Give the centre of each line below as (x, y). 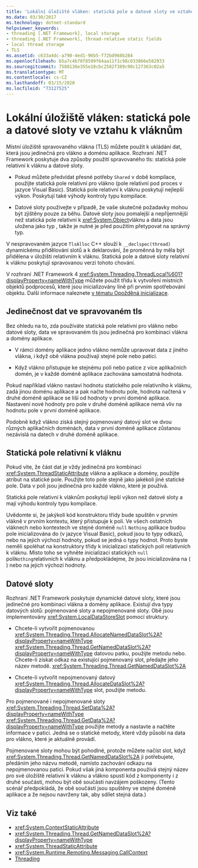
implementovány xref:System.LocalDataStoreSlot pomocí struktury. (88, 617)
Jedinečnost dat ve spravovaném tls (74, 312)
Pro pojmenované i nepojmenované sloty (56, 701)
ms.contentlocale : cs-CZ (37, 77)
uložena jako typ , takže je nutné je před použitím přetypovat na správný (102, 226)
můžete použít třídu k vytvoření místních (134, 280)
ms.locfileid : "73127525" (38, 89)
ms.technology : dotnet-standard (46, 22)
